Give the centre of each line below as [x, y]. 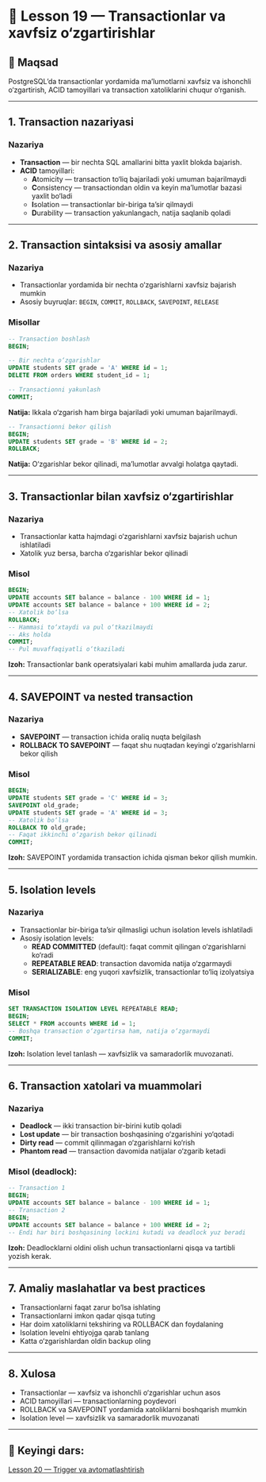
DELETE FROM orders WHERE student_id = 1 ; [79, 375]
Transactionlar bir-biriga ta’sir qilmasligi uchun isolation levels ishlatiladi [136, 930]
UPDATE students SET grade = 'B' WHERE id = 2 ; [88, 441]
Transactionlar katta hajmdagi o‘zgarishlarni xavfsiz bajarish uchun [128, 536]
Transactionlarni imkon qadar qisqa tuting [87, 1316]
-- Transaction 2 [37, 1211]
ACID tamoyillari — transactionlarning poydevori [98, 1401]
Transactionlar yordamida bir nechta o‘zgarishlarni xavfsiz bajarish [128, 285]
